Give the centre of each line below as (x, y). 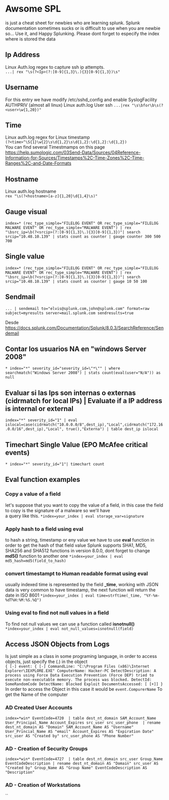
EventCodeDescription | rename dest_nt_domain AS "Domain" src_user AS (82, 764)
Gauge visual (26, 212)
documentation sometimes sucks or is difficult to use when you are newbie (83, 28)
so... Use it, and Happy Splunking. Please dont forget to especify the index (82, 33)
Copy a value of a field (33, 494)
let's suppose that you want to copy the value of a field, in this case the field (84, 505)
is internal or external (39, 408)
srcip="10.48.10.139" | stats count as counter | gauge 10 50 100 (76, 281)
